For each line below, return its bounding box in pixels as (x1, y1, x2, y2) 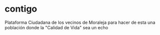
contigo (4, 3, 37, 15)
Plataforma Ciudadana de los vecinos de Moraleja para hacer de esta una (4, 19, 156, 25)
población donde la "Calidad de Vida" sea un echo (4, 24, 108, 30)
